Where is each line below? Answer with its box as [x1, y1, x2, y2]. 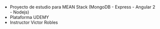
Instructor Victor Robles [9, 19, 58, 25]
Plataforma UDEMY [9, 14, 49, 20]
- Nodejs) [9, 9, 30, 15]
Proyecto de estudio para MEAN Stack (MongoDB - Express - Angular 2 [9, 4, 156, 10]
